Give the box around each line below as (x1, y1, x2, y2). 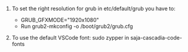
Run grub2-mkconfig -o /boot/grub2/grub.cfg (20, 23, 133, 30)
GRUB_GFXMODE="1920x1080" (20, 17, 100, 23)
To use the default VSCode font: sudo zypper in (11, 34, 130, 41)
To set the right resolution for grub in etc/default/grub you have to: (11, 5, 176, 12)
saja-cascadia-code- (130, 34, 183, 41)
